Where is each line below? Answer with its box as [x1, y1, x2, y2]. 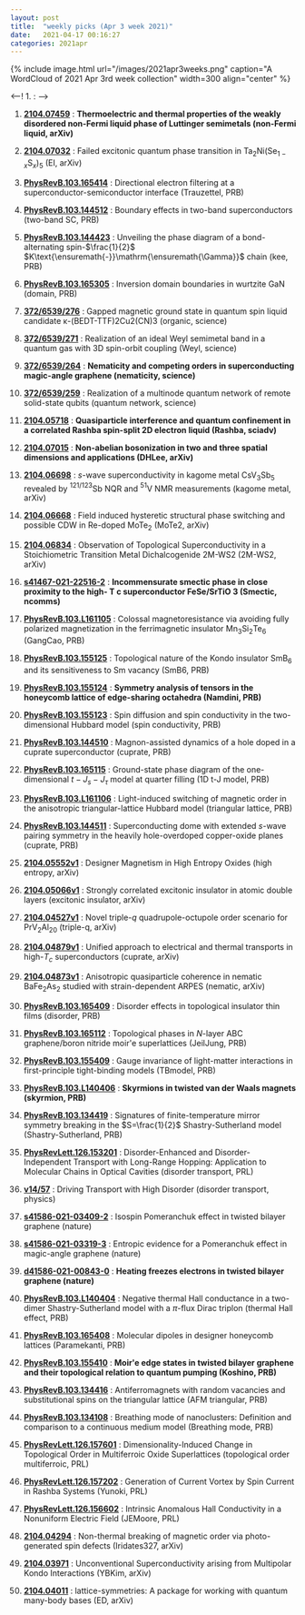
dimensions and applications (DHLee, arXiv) [23, 451, 194, 462]
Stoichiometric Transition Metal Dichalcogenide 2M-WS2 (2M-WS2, [23, 550, 277, 560]
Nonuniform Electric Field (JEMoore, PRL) [23, 1512, 180, 1524]
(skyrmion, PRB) [23, 1092, 87, 1103]
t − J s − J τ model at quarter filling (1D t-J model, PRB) [71, 773, 271, 787]
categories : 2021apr [10, 38, 89, 48]
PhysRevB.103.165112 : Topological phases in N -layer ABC [23, 1027, 243, 1038]
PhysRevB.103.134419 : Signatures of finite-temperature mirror [23, 1109, 261, 1120]
